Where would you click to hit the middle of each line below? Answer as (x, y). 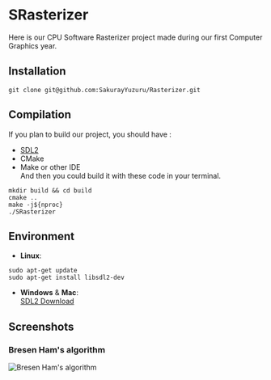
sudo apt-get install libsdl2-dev (67, 278)
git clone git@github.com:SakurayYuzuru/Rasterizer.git (104, 90)
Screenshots (41, 326)
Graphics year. (33, 45)
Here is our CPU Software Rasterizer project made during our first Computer (135, 37)
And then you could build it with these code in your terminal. (120, 175)
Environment (42, 236)
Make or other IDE (50, 167)
